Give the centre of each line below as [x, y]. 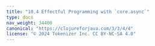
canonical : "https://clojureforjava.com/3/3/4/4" [70, 28]
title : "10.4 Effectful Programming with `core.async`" [78, 12]
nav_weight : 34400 [29, 23]
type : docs [20, 17]
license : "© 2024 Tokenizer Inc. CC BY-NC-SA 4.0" [71, 34]
